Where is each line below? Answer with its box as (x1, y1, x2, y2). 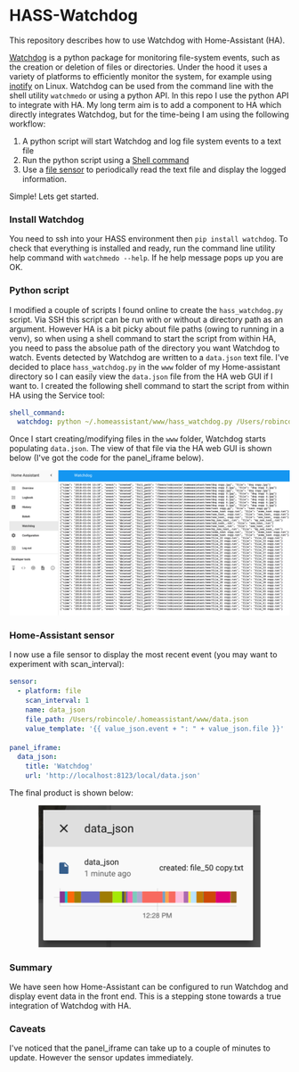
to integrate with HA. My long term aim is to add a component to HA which (9, 99, 282, 110)
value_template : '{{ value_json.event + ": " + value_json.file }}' (25, 724, 285, 733)
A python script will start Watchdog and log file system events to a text (21, 136, 282, 146)
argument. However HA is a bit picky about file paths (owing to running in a (9, 323, 285, 334)
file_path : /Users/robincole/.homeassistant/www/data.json (25, 714, 249, 723)
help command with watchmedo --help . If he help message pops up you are (9, 252, 284, 263)
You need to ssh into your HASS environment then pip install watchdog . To (9, 234, 288, 244)
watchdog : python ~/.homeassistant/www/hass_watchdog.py (17, 417, 233, 426)
